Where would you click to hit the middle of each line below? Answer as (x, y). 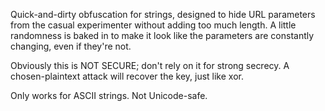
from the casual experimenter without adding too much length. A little (153, 25)
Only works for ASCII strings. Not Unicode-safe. (109, 95)
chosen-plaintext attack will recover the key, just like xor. (127, 76)
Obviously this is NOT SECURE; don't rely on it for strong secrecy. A (150, 65)
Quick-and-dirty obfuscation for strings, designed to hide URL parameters (163, 14)
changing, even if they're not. (71, 46)
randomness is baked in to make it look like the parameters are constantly (162, 35)
